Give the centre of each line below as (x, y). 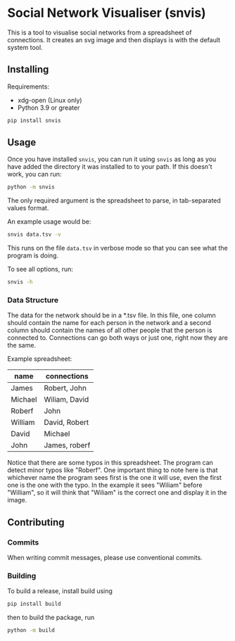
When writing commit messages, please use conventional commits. (105, 558)
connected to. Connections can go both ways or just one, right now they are (118, 338)
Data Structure (33, 300)
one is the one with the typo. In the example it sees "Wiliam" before (105, 485)
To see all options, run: (40, 269)
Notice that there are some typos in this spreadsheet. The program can (110, 463)
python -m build (31, 630)
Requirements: (28, 87)
